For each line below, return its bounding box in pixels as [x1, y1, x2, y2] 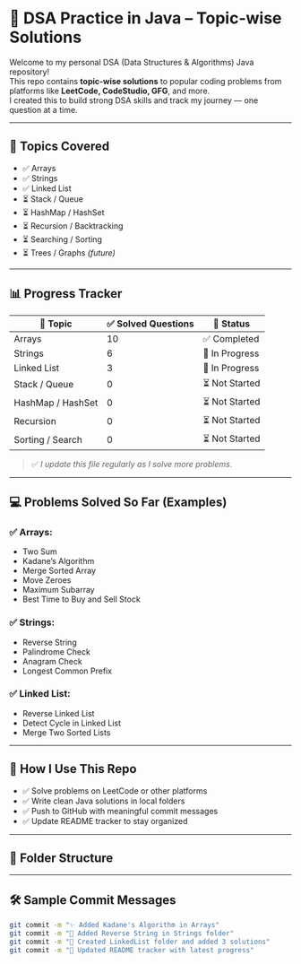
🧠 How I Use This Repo [9, 761, 137, 777]
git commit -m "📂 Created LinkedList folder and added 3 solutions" [9, 937, 271, 947]
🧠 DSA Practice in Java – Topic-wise [9, 8, 282, 29]
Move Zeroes [21, 575, 72, 586]
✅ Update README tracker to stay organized [21, 815, 188, 826]
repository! [9, 66, 50, 77]
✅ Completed [202, 332, 260, 344]
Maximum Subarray [21, 585, 96, 595]
